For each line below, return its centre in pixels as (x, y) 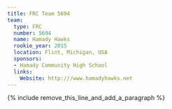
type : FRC (28, 26)
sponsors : (28, 59)
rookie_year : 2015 (41, 46)
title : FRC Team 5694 (39, 14)
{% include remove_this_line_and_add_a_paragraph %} (86, 98)
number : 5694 (33, 33)
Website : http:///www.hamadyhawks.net (76, 78)
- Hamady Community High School (61, 65)
